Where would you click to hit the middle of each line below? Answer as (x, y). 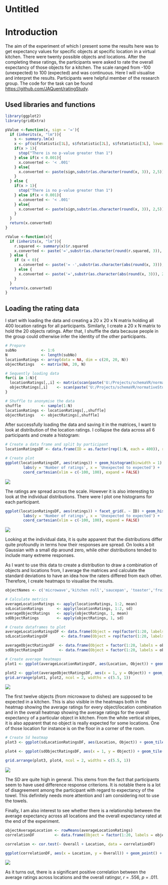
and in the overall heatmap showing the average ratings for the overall (77, 712)
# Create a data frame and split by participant (57, 445)
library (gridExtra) (25, 121)
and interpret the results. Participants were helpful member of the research (82, 78)
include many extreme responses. (40, 555)
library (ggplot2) (23, 116)
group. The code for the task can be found (49, 83)
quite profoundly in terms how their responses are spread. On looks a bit (80, 545)
